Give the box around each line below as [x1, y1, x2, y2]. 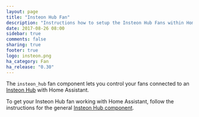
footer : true [6, 48, 38, 53]
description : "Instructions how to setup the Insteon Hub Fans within [6, 20, 184, 26]
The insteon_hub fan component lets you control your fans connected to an [6, 80, 190, 87]
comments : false [6, 36, 46, 42]
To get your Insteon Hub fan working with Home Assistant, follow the [6, 98, 174, 105]
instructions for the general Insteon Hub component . [6, 105, 134, 112]
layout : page [6, 8, 38, 15]
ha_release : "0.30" [6, 64, 54, 70]
